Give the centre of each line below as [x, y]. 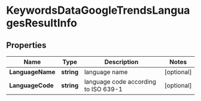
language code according [120, 82]
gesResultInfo [42, 23]
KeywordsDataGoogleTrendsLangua [98, 10]
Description [121, 62]
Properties [26, 45]
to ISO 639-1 [103, 89]
